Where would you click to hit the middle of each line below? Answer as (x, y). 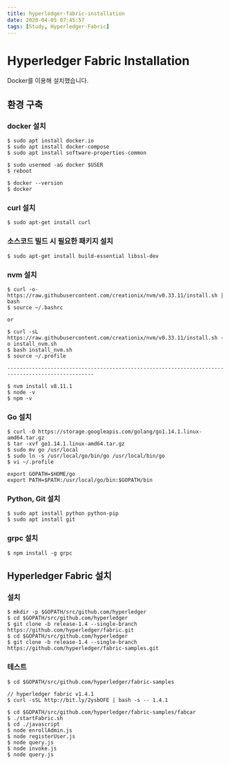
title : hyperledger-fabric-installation (66, 13)
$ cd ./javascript (33, 724)
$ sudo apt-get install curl (49, 223)
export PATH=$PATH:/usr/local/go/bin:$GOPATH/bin (80, 480)
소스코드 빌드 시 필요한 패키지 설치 (60, 241)
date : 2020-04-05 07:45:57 (46, 20)
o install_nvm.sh (32, 344)
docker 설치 (27, 126)
